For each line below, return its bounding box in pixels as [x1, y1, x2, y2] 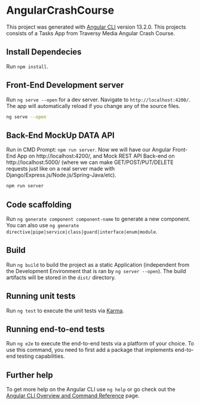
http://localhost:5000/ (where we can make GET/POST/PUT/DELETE [6, 159, 174, 166]
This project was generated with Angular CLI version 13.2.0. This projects [6, 23, 186, 30]
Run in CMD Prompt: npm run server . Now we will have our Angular [6, 146, 171, 153]
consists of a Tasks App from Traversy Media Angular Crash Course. [6, 29, 175, 36]
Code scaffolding [6, 199, 72, 209]
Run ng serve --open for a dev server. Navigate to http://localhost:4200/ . [6, 96, 191, 103]
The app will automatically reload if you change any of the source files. [6, 102, 180, 109]
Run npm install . [6, 63, 49, 70]
